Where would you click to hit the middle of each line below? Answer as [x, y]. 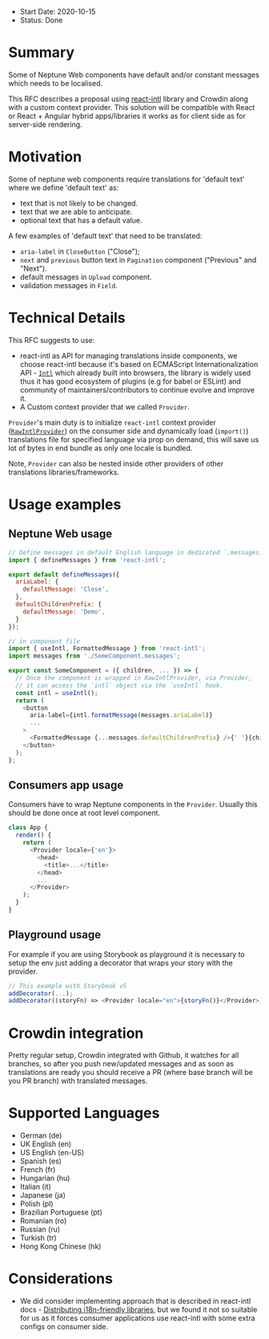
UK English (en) [46, 1144]
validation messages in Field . [68, 285]
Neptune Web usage [60, 534]
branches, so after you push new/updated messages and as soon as [121, 1064]
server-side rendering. [45, 124]
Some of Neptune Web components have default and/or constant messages [134, 75]
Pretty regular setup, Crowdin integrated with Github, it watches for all [124, 1056]
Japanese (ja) [43, 1195]
